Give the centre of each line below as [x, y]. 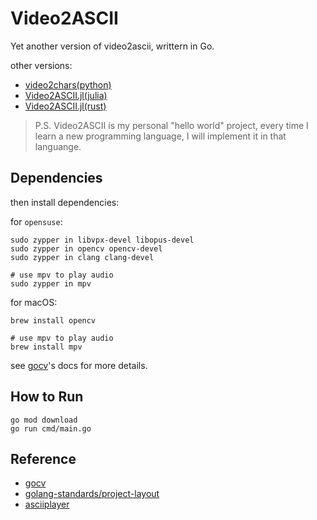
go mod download [44, 420]
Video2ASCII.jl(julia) [66, 95]
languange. [58, 146]
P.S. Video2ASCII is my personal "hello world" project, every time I [171, 125]
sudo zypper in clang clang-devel [82, 257]
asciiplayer [47, 504]
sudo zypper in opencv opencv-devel [86, 248]
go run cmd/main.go [51, 428]
